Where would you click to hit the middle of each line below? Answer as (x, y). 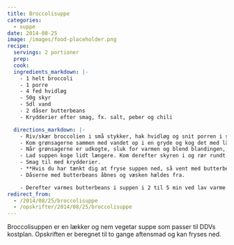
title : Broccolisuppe (39, 14)
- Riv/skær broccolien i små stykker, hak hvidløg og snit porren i (121, 136)
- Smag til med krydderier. (60, 162)
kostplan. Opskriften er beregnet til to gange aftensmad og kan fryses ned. (114, 235)
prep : (22, 59)
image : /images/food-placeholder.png (62, 40)
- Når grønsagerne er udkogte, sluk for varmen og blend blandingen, (123, 149)
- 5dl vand (36, 104)
